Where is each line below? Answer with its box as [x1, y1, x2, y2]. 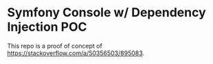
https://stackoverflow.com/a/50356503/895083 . [7, 49, 145, 57]
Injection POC [7, 19, 87, 35]
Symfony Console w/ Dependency [7, 5, 206, 20]
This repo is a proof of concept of [7, 42, 103, 50]
